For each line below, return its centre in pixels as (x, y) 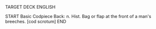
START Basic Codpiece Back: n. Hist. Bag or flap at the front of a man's (78, 16)
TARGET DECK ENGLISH (30, 7)
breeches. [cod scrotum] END (36, 22)
